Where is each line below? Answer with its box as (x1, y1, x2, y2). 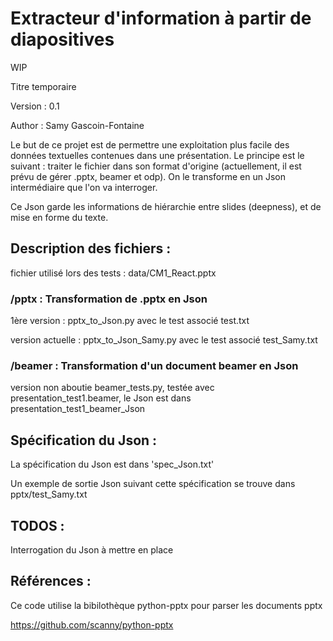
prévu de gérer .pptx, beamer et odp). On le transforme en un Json (10, 170, 286, 182)
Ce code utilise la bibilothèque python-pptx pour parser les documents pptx (10, 599, 323, 611)
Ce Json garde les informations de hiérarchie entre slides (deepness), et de (10, 200, 322, 212)
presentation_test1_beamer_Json (10, 403, 146, 415)
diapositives (10, 28, 115, 51)
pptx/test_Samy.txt (10, 488, 88, 501)
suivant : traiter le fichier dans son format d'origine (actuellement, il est (10, 160, 302, 172)
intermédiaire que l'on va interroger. (10, 181, 158, 193)
